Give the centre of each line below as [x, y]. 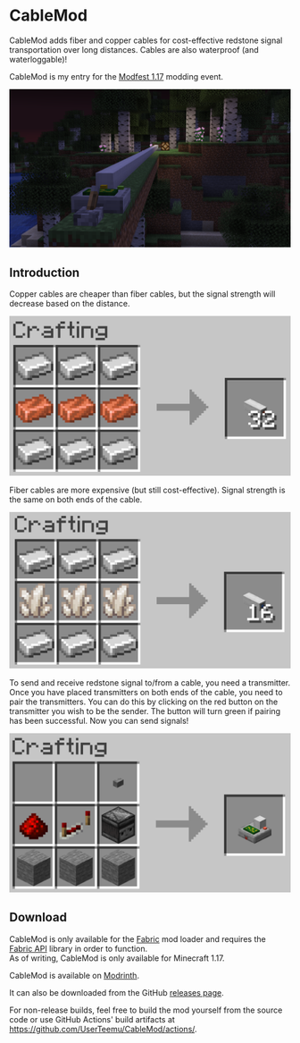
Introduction [45, 272]
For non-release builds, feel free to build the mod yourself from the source [146, 1010]
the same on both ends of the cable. [76, 500]
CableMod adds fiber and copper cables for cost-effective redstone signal [146, 40]
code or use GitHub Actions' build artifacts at [92, 1019]
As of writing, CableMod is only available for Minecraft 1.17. [117, 958]
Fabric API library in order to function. [79, 948]
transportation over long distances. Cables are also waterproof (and [134, 49]
